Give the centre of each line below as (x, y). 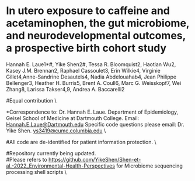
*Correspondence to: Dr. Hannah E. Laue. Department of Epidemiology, (92, 112)
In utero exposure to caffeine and (88, 11)
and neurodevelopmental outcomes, (96, 36)
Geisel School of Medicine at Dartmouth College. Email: (73, 118)
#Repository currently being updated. (51, 153)
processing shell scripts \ (36, 172)
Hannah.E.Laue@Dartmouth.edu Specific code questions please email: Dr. (95, 124)
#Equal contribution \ (31, 100)
